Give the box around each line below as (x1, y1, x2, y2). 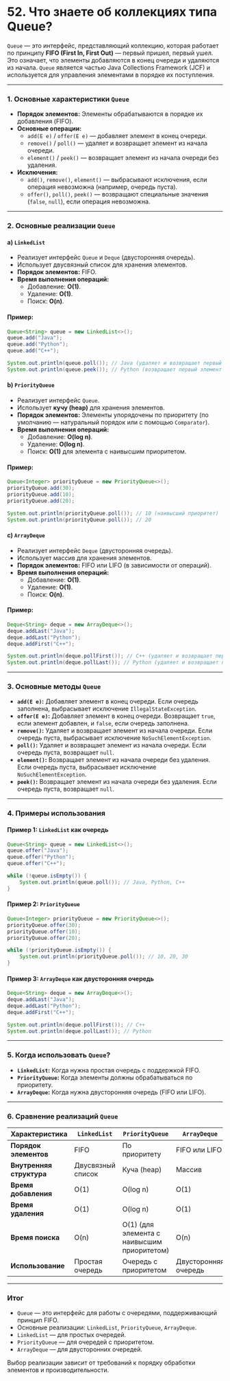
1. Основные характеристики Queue (7, 94, 130, 104)
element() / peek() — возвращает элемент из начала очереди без (27, 154, 219, 162)
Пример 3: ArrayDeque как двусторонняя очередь (7, 974, 154, 983)
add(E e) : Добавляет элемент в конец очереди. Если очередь (16, 697, 199, 706)
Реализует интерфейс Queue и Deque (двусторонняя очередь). (16, 254, 195, 262)
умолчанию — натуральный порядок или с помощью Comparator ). (16, 418, 210, 427)
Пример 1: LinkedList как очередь (7, 825, 109, 833)
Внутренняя (10, 1160, 53, 1170)
